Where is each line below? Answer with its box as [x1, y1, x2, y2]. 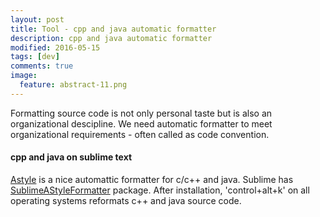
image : [10, 71, 38, 81]
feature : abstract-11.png [19, 80, 128, 90]
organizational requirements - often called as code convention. [10, 128, 270, 140]
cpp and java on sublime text [10, 151, 133, 163]
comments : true [10, 61, 74, 71]
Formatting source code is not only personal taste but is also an [10, 107, 273, 119]
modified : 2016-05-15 [10, 42, 101, 53]
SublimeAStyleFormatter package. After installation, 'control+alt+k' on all [10, 184, 310, 196]
